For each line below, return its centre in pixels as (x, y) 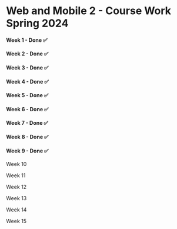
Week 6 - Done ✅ (27, 109)
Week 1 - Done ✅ (27, 40)
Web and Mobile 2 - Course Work (89, 11)
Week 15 (16, 221)
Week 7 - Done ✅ (27, 123)
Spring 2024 (37, 23)
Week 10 (16, 164)
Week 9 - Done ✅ (27, 151)
